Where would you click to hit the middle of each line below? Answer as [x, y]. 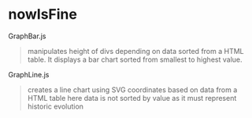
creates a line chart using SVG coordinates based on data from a [132, 89]
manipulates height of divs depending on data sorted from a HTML [135, 51]
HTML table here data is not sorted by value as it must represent [132, 98]
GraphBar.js [27, 36]
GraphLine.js [29, 74]
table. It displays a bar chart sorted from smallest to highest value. [135, 59]
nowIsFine [43, 14]
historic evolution [56, 106]
